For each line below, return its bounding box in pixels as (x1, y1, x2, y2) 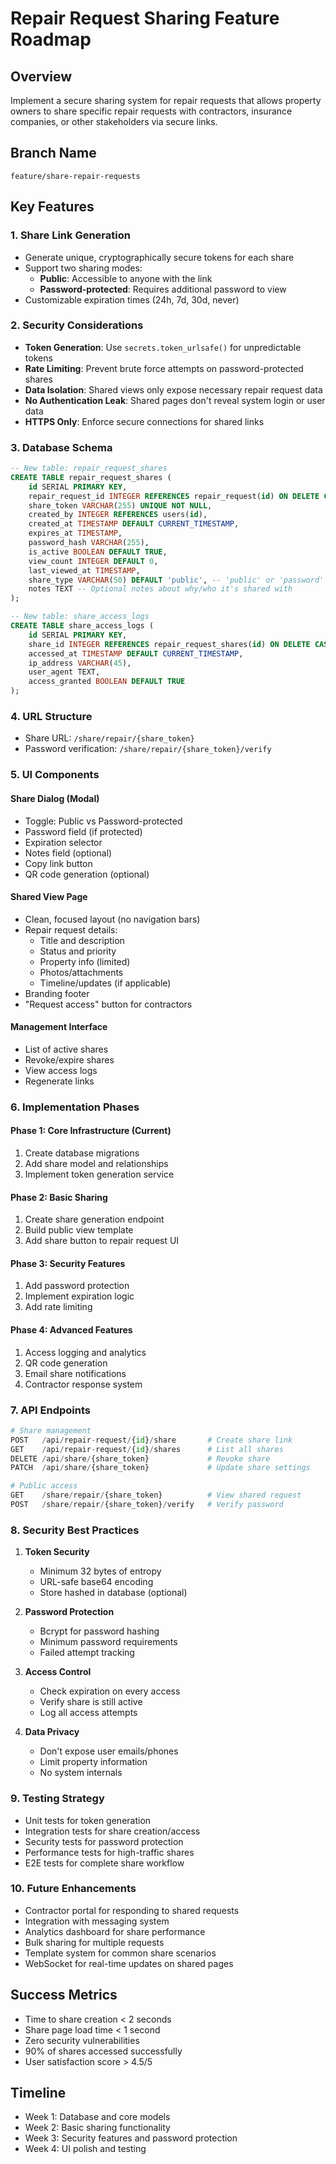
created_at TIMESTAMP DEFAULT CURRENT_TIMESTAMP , (28, 519, 240, 529)
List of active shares (24, 1043, 109, 1055)
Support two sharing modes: (24, 262, 143, 274)
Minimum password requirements (39, 1636, 178, 1648)
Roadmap (10, 28, 92, 51)
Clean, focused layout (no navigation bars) (24, 913, 201, 925)
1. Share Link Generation (10, 228, 131, 242)
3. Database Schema (10, 440, 113, 454)
